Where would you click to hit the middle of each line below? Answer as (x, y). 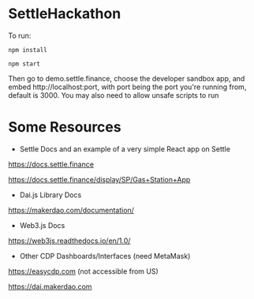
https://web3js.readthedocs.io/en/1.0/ (69, 241)
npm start (24, 64)
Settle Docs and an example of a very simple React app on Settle (125, 149)
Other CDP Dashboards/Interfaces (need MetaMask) (105, 256)
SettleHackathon (65, 14)
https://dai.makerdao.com (50, 286)
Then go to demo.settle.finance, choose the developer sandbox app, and (127, 78)
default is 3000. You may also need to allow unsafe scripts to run (114, 95)
